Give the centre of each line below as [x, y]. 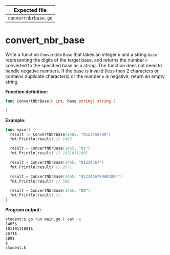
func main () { [20, 130]
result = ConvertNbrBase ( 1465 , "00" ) [50, 190]
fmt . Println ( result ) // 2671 [41, 167]
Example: [16, 120]
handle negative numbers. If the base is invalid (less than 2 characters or [82, 71]
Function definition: [27, 91]
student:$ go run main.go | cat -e [43, 219]
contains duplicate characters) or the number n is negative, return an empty [85, 76]
